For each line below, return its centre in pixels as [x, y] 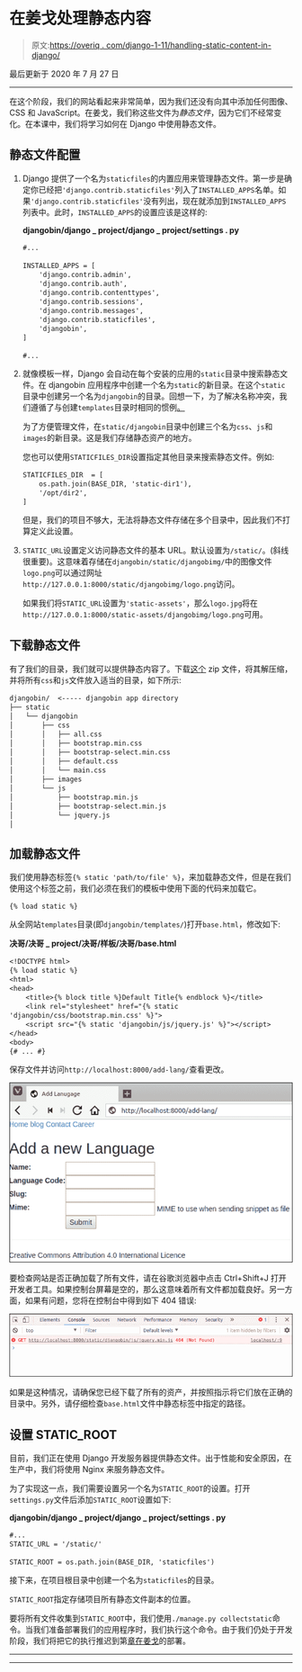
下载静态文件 [45, 646]
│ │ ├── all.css [56, 734]
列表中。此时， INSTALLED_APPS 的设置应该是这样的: [115, 211]
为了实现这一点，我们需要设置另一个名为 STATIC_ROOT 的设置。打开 [130, 1488]
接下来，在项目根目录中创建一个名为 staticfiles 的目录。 [114, 1580]
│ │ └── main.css [58, 770]
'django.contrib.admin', [85, 274]
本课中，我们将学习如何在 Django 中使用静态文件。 [127, 123]
